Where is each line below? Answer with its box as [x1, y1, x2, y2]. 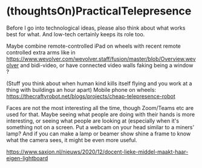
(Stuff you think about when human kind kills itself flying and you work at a [6, 80, 192, 87]
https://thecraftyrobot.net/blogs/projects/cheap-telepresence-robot [6, 92, 175, 100]
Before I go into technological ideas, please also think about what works [6, 24, 186, 31]
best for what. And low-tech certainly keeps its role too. [6, 30, 145, 37]
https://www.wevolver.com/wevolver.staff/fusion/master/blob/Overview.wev [6, 55, 196, 62]
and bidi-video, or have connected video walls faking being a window [20, 62, 194, 69]
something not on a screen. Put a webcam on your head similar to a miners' [6, 123, 195, 131]
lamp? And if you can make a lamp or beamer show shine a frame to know [6, 130, 191, 137]
